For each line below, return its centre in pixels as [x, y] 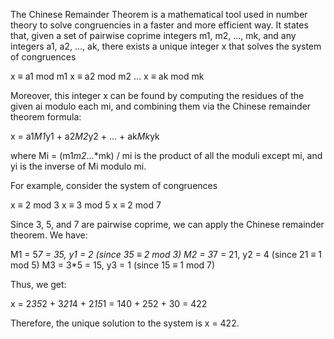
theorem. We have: [49, 235]
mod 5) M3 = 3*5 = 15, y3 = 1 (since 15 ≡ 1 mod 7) [113, 265]
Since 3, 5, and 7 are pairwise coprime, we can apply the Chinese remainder [167, 224]
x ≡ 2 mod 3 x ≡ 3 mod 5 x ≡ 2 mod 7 [86, 205]
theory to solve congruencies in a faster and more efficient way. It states [159, 25]
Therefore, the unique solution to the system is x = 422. [125, 323]
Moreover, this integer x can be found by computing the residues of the [157, 95]
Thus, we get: [38, 284]
